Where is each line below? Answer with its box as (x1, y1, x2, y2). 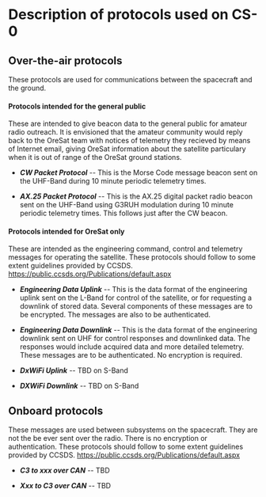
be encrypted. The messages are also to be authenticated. (19, 310, 211, 320)
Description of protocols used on (8, 6, 229, 24)
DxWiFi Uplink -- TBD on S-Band (19, 366, 129, 375)
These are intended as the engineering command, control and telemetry (8, 244, 243, 254)
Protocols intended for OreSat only (8, 226, 125, 236)
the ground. (8, 83, 47, 93)
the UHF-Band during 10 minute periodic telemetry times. (19, 176, 207, 186)
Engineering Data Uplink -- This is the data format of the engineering (19, 285, 248, 294)
